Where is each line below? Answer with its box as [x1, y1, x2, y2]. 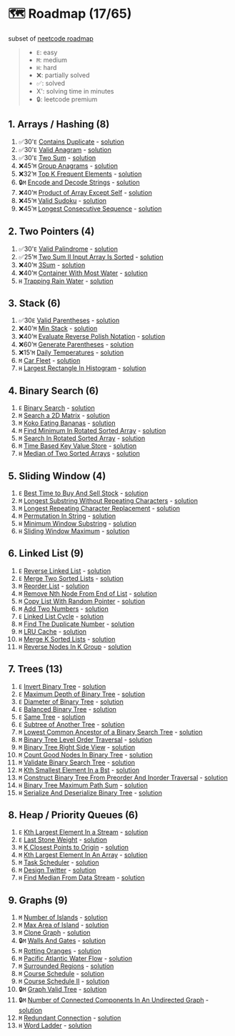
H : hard [36, 63, 57, 71]
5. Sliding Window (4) [8, 469, 106, 482]
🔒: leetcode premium [36, 94, 98, 104]
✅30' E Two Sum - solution [18, 153, 96, 161]
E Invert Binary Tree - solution [18, 682, 106, 690]
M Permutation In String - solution [18, 512, 116, 520]
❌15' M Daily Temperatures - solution [18, 348, 124, 357]
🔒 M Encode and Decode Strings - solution [18, 178, 140, 186]
